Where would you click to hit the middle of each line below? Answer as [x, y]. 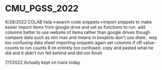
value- [149, 42]
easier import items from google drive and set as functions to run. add [75, 27]
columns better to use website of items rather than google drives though [78, 32]
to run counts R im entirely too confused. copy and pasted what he [87, 48]
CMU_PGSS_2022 [42, 9]
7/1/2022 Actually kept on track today [43, 62]
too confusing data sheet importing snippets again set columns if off [73, 42]
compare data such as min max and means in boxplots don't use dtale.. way [81, 37]
